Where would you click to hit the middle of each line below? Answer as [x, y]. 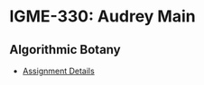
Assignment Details [58, 71]
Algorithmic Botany [65, 50]
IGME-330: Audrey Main [102, 17]
